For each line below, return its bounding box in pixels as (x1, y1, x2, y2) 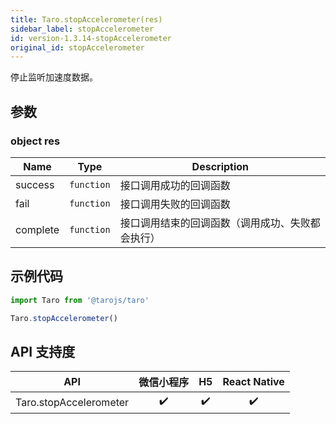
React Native (222, 375, 285, 389)
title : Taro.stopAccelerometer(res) (10, 14, 163, 25)
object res (10, 134, 61, 148)
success (15, 177, 55, 191)
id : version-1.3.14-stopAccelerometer (10, 33, 172, 43)
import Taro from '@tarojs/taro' (10, 295, 150, 305)
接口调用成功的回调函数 (119, 178, 231, 192)
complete (15, 222, 60, 236)
